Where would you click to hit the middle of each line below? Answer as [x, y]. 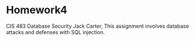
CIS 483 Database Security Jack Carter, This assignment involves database [97, 26]
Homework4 [37, 10]
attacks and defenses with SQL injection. [56, 32]
